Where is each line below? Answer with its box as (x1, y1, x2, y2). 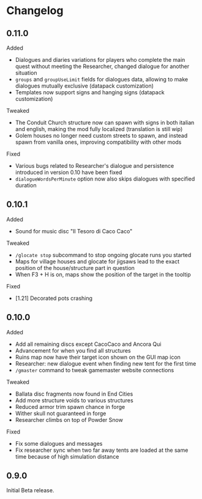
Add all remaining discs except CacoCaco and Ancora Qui (15, 340, 162, 348)
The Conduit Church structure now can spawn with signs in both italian (15, 119, 195, 126)
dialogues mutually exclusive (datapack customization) (15, 82, 154, 89)
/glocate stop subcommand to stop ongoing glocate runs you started (15, 251, 192, 258)
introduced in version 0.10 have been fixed (15, 169, 122, 176)
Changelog (6, 4, 64, 18)
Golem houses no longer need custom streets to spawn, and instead (15, 132, 188, 139)
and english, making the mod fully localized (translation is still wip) (15, 126, 183, 132)
